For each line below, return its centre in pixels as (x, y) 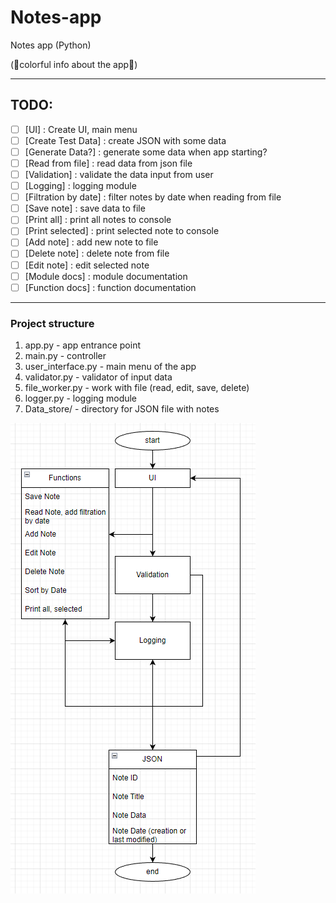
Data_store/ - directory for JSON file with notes (122, 408)
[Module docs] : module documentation (106, 276)
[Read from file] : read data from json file (108, 163)
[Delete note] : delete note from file (97, 253)
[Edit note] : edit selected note (87, 265)
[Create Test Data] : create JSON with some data (125, 140)
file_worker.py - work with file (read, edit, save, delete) (137, 387)
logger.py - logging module (81, 398)
